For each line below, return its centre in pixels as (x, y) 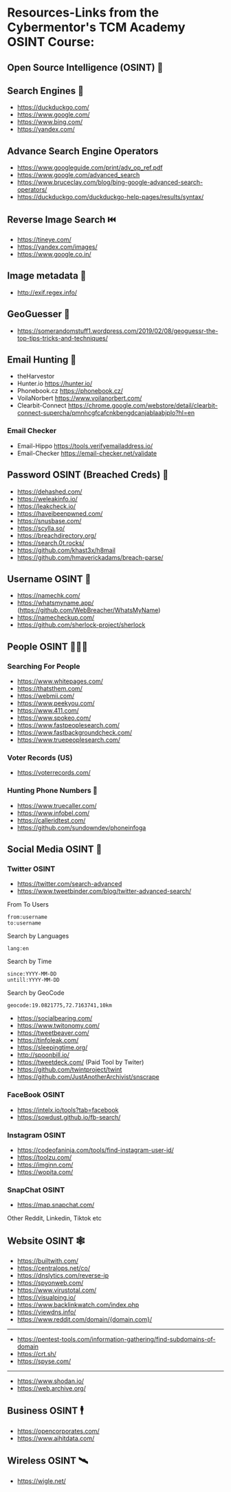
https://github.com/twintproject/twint (69, 1069)
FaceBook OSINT (36, 1095)
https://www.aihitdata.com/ (56, 1438)
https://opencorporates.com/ (58, 1431)
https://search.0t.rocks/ (51, 543)
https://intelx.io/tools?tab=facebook (68, 1110)
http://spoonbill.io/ (43, 1055)
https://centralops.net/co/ (54, 1268)
